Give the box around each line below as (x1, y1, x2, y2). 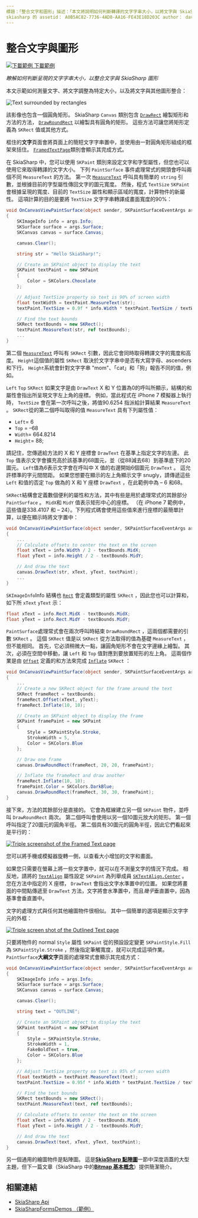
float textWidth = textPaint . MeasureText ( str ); (16, 299, 136, 305)
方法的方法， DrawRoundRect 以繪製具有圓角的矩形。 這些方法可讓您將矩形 (6, 119, 184, 126)
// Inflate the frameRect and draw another (16, 773, 126, 779)
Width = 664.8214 (14, 430, 56, 438)
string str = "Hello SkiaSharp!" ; (16, 251, 101, 257)
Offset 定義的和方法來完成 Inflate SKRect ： (22, 658, 131, 665)
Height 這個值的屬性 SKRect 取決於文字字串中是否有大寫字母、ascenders (17, 356, 192, 364)
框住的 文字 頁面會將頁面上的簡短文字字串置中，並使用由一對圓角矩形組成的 (6, 138, 187, 146)
